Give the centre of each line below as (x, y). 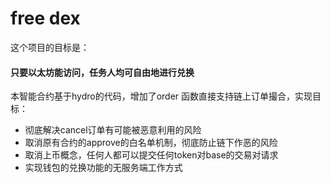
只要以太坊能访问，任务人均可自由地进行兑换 (102, 72)
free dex (45, 18)
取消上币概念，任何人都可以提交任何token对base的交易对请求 (151, 155)
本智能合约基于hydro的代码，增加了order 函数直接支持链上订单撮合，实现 (161, 96)
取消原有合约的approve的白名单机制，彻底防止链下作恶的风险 (151, 143)
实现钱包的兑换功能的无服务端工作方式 (103, 168)
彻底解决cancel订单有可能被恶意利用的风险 (113, 130)
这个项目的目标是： (50, 47)
